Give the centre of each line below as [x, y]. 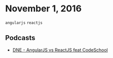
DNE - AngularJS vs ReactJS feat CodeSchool [60, 50]
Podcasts [20, 38]
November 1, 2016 [43, 9]
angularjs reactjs [24, 23]
